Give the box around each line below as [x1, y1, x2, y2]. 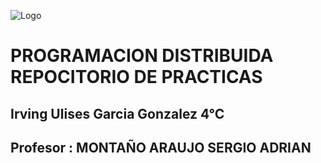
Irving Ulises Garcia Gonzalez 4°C [10, 105, 225, 122]
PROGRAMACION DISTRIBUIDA [10, 45, 274, 67]
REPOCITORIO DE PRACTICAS [10, 66, 263, 89]
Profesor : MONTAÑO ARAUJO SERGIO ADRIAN [10, 139, 312, 156]
